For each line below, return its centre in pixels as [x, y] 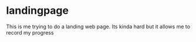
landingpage [38, 11]
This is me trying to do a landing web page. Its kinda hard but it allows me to [98, 26]
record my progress [30, 32]
